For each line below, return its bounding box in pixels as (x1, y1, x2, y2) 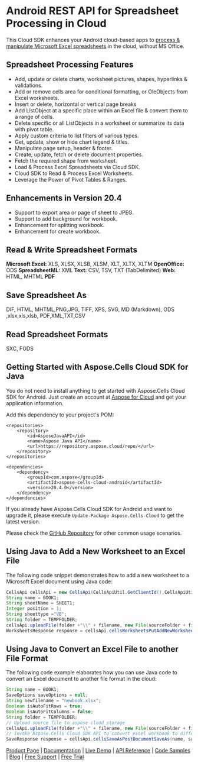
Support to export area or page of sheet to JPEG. (14, 209, 134, 216)
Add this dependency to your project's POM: (6, 411, 114, 418)
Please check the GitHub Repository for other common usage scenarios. (6, 529, 182, 536)
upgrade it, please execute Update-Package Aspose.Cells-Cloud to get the (6, 512, 184, 519)
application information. (6, 399, 64, 406)
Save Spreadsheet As (6, 290, 87, 300)
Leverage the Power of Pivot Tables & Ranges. (14, 176, 127, 183)
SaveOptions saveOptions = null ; (6, 692, 88, 699)
